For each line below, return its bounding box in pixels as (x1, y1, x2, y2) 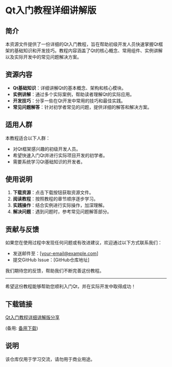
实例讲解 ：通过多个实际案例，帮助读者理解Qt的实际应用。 (12, 91, 135, 97)
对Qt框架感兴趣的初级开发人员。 (12, 146, 81, 152)
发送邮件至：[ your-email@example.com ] (12, 250, 99, 257)
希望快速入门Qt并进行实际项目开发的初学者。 (12, 152, 108, 158)
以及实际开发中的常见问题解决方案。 (5, 54, 82, 60)
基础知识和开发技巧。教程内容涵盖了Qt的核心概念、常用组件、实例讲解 (14, 48, 163, 54)
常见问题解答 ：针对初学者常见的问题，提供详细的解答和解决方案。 (12, 104, 152, 110)
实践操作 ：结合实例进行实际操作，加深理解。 (12, 202, 107, 209)
